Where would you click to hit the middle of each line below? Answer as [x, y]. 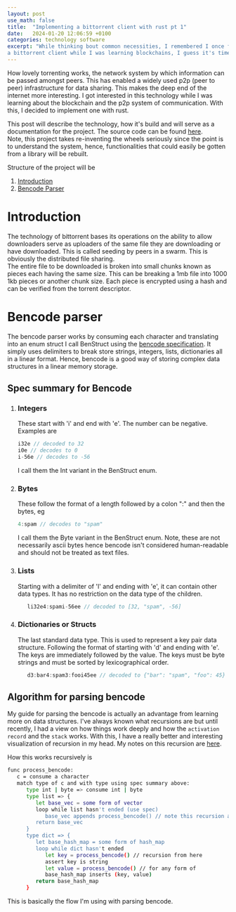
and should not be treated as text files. [73, 553]
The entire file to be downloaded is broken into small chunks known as [109, 266]
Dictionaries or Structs [57, 625]
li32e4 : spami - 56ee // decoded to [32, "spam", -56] [104, 606]
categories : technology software [56, 40]
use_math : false [31, 20]
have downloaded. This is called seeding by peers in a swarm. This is [108, 251]
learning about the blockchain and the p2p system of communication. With [115, 103]
